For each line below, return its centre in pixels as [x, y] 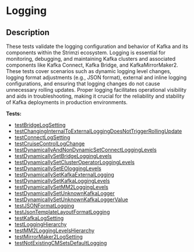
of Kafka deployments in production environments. [67, 102]
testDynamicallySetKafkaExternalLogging [64, 175]
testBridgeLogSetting [40, 125]
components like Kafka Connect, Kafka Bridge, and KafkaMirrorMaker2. [92, 65]
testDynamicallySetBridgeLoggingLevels [63, 156]
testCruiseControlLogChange [50, 144]
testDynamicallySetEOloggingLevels [58, 168]
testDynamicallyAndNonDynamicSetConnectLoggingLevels [86, 150]
